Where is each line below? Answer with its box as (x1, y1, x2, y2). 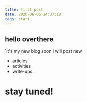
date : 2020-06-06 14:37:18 (5, 12, 61, 17)
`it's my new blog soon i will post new (5, 48, 82, 54)
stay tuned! (5, 86, 54, 97)
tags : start (5, 16, 30, 21)
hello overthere (5, 35, 54, 43)
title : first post (5, 7, 43, 12)
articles (12, 58, 28, 64)
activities (12, 63, 31, 69)
